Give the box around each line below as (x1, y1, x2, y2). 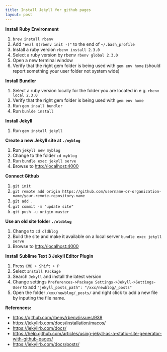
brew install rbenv (12, 36, 54, 42)
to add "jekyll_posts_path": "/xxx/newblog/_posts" (23, 284, 132, 290)
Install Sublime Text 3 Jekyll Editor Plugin (5, 253, 94, 259)
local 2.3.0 (12, 93, 38, 98)
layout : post (5, 12, 33, 17)
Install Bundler (5, 78, 37, 84)
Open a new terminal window (12, 57, 73, 63)
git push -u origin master (12, 209, 69, 214)
